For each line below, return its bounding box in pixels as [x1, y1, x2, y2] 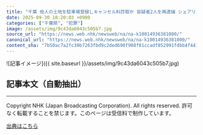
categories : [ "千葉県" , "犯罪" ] [6, 20, 83, 26]
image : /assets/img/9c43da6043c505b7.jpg [6, 25, 112, 32]
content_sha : [6, 43, 39, 49]
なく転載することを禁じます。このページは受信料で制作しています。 [6, 109, 175, 116]
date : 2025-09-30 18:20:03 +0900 [6, 14, 91, 20]
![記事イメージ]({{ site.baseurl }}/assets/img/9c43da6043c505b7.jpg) [6, 60, 179, 67]
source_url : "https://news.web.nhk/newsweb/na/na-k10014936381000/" [6, 31, 182, 37]
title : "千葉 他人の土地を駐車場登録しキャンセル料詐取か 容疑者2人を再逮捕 [6, 8, 176, 15]
